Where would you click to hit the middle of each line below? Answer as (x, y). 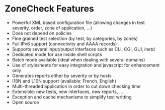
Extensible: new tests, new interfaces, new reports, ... (68, 91)
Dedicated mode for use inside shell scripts (57, 54)
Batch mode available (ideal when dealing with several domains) (78, 59)
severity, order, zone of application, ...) (52, 27)
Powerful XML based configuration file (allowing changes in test (78, 22)
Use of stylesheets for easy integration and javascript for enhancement (86, 65)
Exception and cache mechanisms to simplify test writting (72, 97)
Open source (25, 102)
